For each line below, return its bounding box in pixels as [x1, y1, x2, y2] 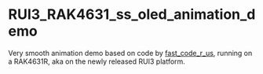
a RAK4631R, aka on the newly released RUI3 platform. [8, 57, 186, 66]
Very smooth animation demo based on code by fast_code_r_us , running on [8, 48, 253, 57]
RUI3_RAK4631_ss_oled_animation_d [8, 6, 256, 24]
